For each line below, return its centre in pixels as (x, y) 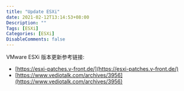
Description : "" (26, 23)
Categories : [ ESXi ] (30, 34)
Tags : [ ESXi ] (22, 28)
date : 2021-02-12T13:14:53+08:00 (48, 17)
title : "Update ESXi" (33, 12)
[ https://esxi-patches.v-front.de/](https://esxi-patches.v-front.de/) (97, 69)
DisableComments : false (36, 39)
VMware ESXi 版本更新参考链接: (45, 57)
